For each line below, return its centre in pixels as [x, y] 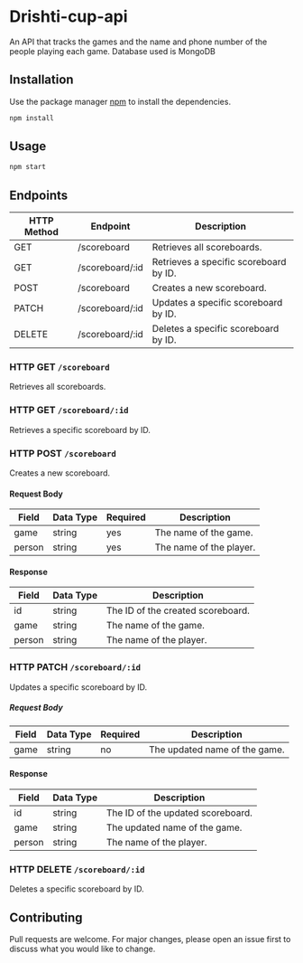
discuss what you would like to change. [83, 949]
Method [41, 232]
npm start [28, 167]
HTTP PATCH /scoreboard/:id [75, 667]
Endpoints [39, 195]
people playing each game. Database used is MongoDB [113, 51]
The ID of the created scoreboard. [178, 610]
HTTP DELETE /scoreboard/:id [77, 869]
